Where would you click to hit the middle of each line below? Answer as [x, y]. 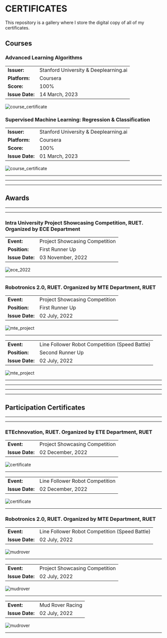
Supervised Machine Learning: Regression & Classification [78, 119]
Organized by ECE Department [43, 229]
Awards [17, 198]
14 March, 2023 [59, 94]
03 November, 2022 [64, 257]
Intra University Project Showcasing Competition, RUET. [74, 222]
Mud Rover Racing [61, 605]
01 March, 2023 [59, 156]
